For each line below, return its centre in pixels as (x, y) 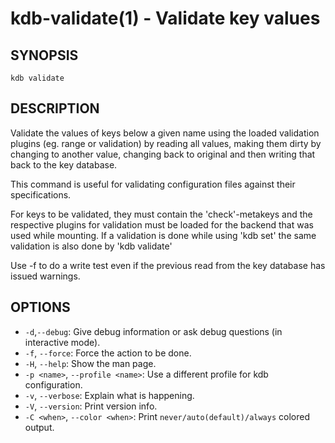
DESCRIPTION (55, 108)
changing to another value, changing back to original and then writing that (163, 154)
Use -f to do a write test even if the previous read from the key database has (168, 265)
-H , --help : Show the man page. (90, 363)
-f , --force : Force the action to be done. (108, 353)
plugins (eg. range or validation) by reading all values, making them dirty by (166, 143)
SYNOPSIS (44, 55)
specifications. (41, 194)
